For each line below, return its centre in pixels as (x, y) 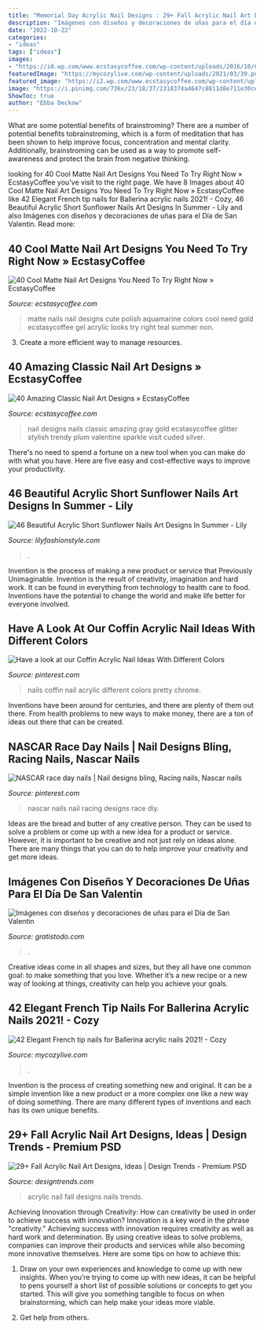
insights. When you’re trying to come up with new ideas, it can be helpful (137, 1277)
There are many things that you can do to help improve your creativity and (128, 848)
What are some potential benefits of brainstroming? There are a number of (128, 126)
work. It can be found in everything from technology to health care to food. (129, 587)
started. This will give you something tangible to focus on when (122, 1294)
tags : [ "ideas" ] (35, 52)
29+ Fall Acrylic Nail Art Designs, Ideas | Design (128, 1135)
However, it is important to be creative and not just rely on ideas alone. (123, 841)
